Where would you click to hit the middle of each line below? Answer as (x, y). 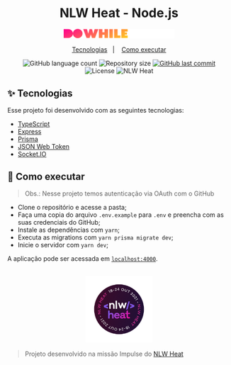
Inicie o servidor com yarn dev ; (63, 245)
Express (29, 132)
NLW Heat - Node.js (119, 13)
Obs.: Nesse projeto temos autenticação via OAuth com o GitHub (119, 193)
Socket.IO (32, 155)
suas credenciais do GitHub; (59, 222)
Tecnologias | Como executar (119, 50)
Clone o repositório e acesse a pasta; (72, 207)
